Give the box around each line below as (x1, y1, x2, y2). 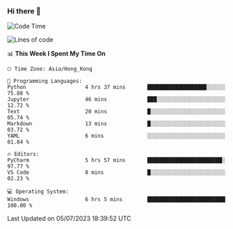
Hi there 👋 (7, 6, 42, 16)
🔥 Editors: (7, 151, 40, 158)
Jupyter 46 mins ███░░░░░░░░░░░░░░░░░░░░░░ (7, 96, 226, 103)
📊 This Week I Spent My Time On (7, 49, 106, 58)
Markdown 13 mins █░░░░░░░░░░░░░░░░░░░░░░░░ (7, 120, 226, 127)
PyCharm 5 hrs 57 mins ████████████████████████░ (7, 157, 226, 164)
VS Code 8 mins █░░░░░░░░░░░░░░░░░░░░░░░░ (7, 169, 226, 176)
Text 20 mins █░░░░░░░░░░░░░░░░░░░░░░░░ (7, 108, 226, 116)
